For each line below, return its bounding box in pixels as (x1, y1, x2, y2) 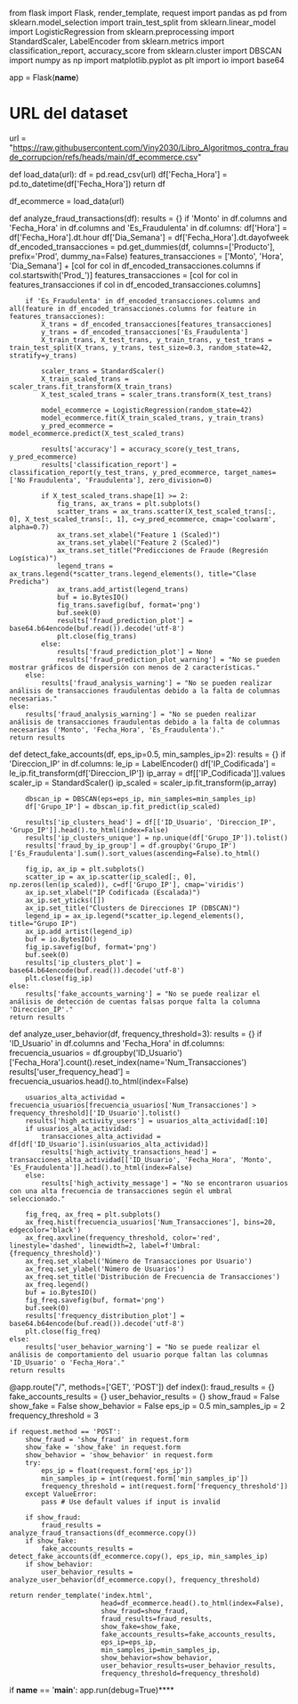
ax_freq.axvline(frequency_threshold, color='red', (25, 1233, 221, 1242)
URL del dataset (9, 103, 129, 124)
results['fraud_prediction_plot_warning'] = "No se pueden (56, 655, 280, 664)
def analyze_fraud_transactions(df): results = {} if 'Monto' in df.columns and (9, 213, 287, 224)
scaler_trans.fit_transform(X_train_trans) (9, 382, 173, 391)
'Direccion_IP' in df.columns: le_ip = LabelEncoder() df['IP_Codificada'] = (9, 758, 277, 769)
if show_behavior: (25, 1560, 93, 1569)
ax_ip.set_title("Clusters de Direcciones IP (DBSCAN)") (25, 904, 241, 913)
